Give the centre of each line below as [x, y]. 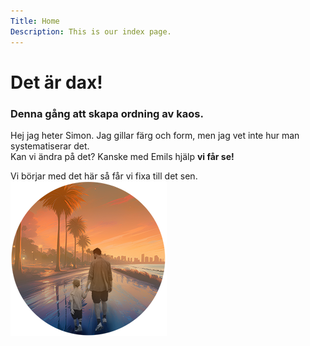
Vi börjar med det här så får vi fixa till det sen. [104, 176]
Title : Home [35, 21]
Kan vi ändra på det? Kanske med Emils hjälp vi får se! [122, 156]
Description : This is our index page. [91, 31]
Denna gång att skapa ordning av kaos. [107, 113]
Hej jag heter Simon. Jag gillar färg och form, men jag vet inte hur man [155, 135]
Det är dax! [56, 82]
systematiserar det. [50, 146]
